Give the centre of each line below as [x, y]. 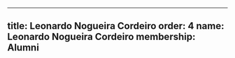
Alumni [23, 48]
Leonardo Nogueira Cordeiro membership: [101, 37]
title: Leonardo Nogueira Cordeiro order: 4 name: [116, 26]
